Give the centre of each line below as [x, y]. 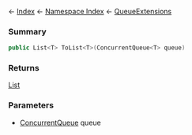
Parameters [31, 105]
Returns [24, 68]
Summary [28, 31]
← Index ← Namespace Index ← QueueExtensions [90, 11]
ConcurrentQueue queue [60, 122]
